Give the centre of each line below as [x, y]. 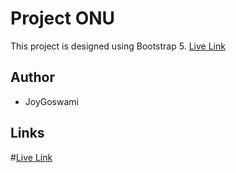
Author [32, 77]
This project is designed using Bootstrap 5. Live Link [118, 46]
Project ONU [63, 18]
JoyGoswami [51, 101]
